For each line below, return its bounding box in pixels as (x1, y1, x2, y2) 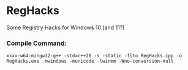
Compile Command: (6, 39, 67, 47)
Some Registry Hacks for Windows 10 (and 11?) (6, 24, 125, 31)
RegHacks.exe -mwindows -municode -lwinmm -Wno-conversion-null (6, 58, 174, 65)
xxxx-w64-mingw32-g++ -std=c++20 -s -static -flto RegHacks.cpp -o (6, 53, 182, 59)
